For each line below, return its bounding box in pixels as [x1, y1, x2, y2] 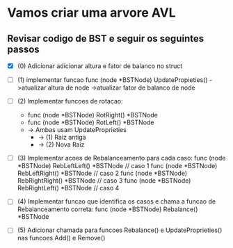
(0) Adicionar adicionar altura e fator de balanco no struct [17, 62, 183, 70]
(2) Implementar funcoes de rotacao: [17, 97, 123, 106]
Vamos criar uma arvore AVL [7, 5, 176, 21]
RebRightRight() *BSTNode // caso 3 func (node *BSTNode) [17, 176, 191, 185]
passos [7, 43, 40, 55]
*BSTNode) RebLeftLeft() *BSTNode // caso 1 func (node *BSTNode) [17, 162, 218, 170]
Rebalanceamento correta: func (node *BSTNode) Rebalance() [17, 205, 198, 213]
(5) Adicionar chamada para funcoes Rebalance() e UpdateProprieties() [17, 226, 223, 234]
